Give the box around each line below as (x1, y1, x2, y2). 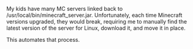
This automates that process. (6, 36, 80, 43)
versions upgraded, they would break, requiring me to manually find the (6, 18, 187, 25)
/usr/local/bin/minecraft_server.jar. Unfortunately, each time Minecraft (6, 11, 183, 19)
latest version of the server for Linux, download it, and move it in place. (6, 24, 186, 31)
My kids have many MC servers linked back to (6, 5, 123, 12)
